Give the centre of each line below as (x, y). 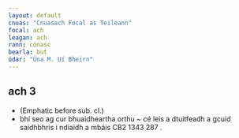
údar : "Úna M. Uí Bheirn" (50, 60)
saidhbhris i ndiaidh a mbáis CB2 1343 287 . (91, 127)
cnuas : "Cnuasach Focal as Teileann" (70, 23)
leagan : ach (28, 37)
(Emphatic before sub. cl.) (62, 110)
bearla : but (28, 52)
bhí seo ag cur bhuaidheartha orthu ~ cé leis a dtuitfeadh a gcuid (125, 118)
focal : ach (26, 30)
